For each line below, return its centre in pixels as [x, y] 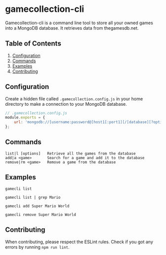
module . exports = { [25, 118]
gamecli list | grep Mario [33, 197]
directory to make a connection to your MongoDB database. [66, 104]
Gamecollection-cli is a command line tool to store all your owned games [79, 23]
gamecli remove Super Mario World [41, 214]
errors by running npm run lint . [38, 247]
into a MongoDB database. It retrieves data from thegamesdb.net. [72, 28]
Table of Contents [33, 44]
